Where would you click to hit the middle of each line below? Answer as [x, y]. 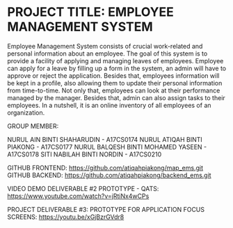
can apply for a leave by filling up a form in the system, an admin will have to [117, 68]
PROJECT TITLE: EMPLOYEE [90, 12]
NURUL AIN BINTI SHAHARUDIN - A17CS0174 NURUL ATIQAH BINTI [105, 139]
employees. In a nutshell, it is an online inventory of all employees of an [109, 105]
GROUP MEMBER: [33, 126]
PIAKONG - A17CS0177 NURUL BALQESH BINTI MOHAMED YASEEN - [107, 147]
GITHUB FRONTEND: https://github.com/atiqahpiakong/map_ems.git [105, 168]
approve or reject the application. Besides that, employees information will [113, 75]
